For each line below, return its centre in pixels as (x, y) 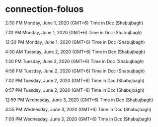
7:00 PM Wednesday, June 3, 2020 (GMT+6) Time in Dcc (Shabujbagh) (78, 119)
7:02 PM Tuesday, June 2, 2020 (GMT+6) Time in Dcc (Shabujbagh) (75, 80)
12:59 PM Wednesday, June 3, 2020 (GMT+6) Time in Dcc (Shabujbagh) (79, 100)
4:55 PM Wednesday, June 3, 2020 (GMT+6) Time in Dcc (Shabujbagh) (78, 109)
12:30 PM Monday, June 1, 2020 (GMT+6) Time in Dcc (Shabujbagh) (75, 42)
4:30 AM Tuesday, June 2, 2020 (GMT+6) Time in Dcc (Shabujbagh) (75, 52)
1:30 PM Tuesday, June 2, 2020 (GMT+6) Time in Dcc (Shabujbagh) (75, 61)
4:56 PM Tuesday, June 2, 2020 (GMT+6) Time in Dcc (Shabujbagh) (75, 71)
